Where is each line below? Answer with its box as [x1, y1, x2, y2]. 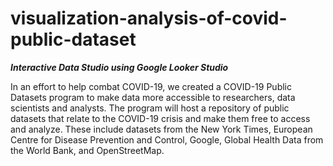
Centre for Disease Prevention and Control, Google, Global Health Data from [10, 133, 324, 146]
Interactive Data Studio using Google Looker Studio [10, 61, 229, 73]
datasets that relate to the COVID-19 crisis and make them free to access [10, 112, 311, 124]
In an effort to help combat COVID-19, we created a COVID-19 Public [10, 80, 293, 92]
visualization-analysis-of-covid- [10, 7, 288, 30]
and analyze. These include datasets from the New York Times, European [10, 123, 313, 135]
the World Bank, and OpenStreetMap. [10, 144, 165, 156]
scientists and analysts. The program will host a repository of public [10, 102, 290, 114]
